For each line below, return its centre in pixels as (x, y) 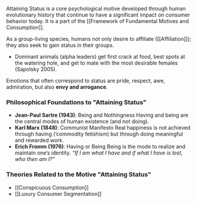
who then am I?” (35, 159)
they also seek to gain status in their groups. (60, 45)
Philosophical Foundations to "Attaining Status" (76, 102)
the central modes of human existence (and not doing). (82, 121)
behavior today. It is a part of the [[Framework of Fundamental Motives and (98, 21)
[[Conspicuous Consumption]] (51, 187)
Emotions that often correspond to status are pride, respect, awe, (86, 80)
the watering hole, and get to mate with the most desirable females (96, 63)
